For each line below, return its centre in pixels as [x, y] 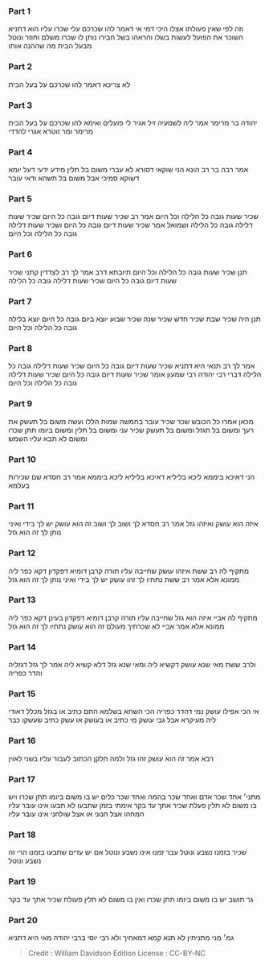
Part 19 [22, 881]
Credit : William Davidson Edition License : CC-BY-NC [117, 953]
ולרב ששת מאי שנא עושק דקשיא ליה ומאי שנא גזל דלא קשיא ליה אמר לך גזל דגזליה [132, 665]
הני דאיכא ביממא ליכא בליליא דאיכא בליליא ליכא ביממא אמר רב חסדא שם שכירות [132, 476]
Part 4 [20, 152]
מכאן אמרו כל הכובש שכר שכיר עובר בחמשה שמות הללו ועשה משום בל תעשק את [131, 421]
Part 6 [20, 254]
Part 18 [22, 835]
